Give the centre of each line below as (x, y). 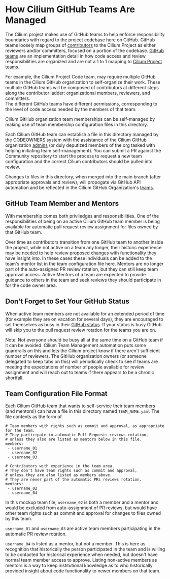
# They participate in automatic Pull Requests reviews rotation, (77, 435)
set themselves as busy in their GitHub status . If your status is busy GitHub (83, 324)
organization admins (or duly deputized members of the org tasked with (80, 145)
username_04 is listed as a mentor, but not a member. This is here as (75, 544)
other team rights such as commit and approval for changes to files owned (83, 513)
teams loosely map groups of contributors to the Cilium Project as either (80, 45)
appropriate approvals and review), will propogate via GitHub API (73, 182)
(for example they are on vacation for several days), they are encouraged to (84, 319)
